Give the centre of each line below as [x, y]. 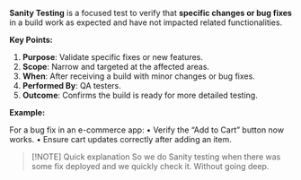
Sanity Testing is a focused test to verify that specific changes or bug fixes [150, 13]
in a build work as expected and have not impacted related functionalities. [146, 22]
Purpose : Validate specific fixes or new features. [113, 57]
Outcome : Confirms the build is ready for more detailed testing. [140, 95]
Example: [27, 112]
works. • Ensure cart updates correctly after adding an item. [120, 139]
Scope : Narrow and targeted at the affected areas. [115, 67]
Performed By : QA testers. [71, 86]
